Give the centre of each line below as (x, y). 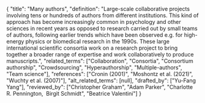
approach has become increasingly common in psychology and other (94, 22)
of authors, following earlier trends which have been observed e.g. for (95, 35)
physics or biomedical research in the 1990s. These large (98, 41)
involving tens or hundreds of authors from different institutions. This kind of (102, 15)
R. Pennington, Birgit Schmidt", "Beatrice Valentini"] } (74, 93)
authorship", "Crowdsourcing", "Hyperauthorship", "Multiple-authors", (94, 67)
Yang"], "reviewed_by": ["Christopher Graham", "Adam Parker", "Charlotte (100, 87)
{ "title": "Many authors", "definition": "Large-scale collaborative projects (98, 9)
